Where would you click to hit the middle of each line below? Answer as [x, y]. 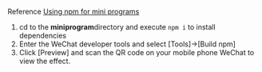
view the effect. [45, 61]
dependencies [43, 36]
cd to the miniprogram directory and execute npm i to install [117, 27]
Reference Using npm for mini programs [73, 12]
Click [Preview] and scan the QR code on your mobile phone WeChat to [137, 52]
